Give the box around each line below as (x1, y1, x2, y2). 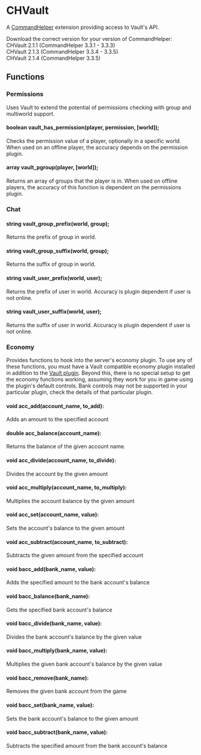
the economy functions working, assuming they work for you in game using (6, 376, 194, 383)
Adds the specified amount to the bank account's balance (6, 579, 150, 586)
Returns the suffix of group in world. (6, 260, 96, 268)
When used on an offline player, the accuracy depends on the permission (6, 143, 188, 151)
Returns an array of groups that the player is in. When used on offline (6, 177, 178, 184)
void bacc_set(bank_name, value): (6, 701, 94, 709)
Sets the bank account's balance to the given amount (6, 715, 138, 722)
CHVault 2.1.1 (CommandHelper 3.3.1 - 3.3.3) (6, 42, 116, 49)
